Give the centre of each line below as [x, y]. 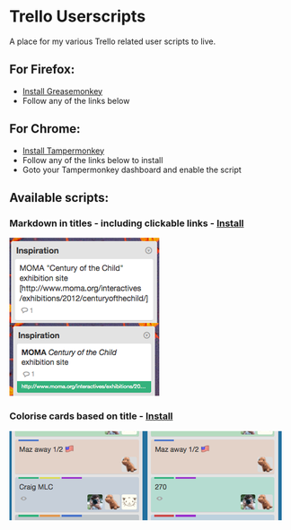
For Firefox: [42, 70]
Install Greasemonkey [62, 91]
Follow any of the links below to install [93, 160]
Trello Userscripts [78, 17]
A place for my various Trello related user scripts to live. [113, 41]
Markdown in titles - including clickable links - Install [127, 223]
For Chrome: [45, 129]
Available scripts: [59, 198]
